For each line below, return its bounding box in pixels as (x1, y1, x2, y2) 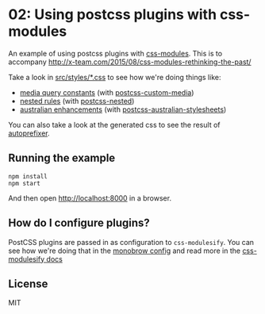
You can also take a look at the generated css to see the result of (8, 120, 221, 129)
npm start (8, 179, 41, 187)
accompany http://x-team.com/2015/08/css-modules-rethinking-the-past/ (8, 57, 252, 67)
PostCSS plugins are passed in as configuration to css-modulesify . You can (8, 237, 255, 247)
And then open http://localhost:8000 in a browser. (8, 193, 172, 203)
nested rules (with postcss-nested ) (19, 96, 135, 105)
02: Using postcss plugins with (8, 6, 217, 24)
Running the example (8, 151, 116, 165)
